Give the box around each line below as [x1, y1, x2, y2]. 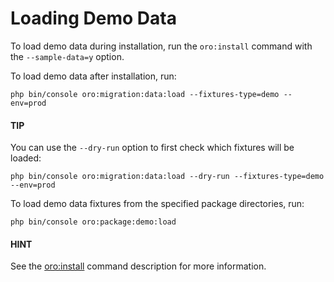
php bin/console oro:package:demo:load [10, 217, 177, 227]
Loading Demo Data [10, 7, 177, 30]
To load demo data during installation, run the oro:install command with [10, 40, 313, 52]
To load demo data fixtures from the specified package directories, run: [10, 198, 305, 210]
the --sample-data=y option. [10, 50, 125, 62]
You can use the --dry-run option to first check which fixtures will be [10, 142, 295, 154]
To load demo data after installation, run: [10, 70, 177, 82]
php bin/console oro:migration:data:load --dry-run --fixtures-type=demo [10, 172, 325, 182]
